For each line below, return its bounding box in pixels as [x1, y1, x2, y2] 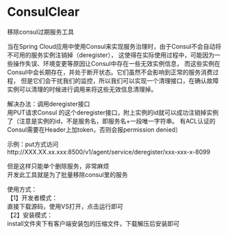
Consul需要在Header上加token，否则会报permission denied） [7, 125, 181, 134]
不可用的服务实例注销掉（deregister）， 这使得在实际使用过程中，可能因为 [7, 51, 215, 59]
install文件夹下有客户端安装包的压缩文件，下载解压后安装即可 [7, 219, 180, 227]
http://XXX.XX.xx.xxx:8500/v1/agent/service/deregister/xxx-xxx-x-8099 [7, 148, 211, 156]
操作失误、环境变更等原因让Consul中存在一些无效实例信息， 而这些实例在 [12, 59, 220, 67]
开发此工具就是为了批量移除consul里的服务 [7, 170, 128, 178]
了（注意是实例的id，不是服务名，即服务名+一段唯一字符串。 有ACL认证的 [7, 117, 216, 125]
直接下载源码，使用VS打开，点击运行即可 [7, 202, 123, 210]
